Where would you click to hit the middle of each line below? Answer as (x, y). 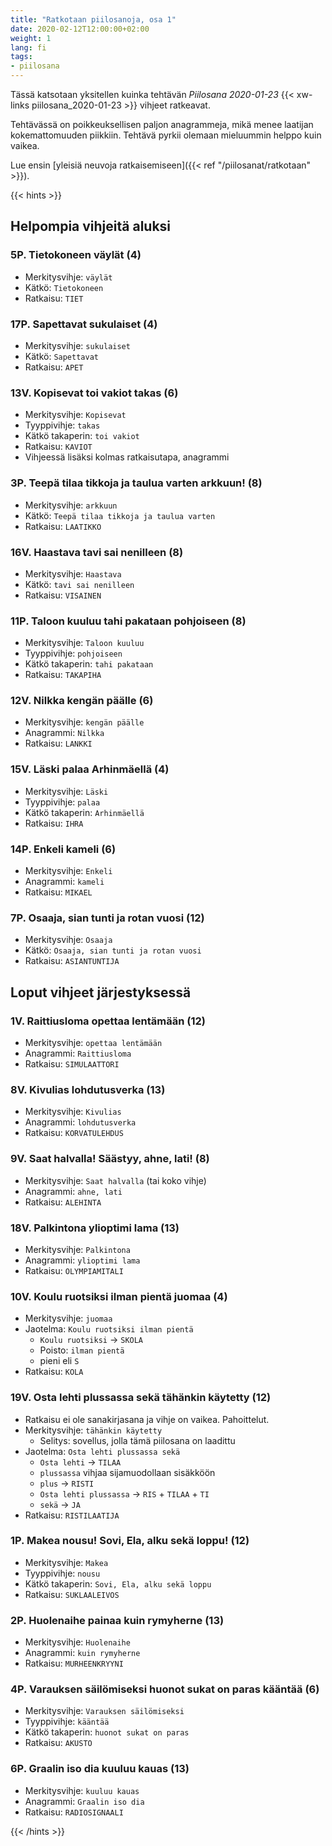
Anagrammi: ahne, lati (73, 1191)
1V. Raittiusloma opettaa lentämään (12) (108, 1021)
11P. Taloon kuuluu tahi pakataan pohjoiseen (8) (128, 621)
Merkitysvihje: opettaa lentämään (93, 1043)
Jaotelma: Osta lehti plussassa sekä (102, 1451)
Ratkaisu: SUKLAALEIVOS (72, 1594)
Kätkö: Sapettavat (61, 356)
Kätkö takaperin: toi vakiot (82, 436)
